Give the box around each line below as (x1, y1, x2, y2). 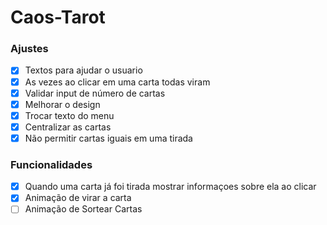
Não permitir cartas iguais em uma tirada (24, 132, 193, 144)
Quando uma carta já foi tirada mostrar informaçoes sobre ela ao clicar (24, 181, 317, 193)
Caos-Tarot (10, 6, 106, 29)
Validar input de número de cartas (24, 87, 166, 99)
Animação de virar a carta (24, 192, 132, 204)
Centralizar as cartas (24, 121, 112, 133)
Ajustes (10, 42, 49, 56)
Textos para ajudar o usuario (24, 64, 143, 76)
